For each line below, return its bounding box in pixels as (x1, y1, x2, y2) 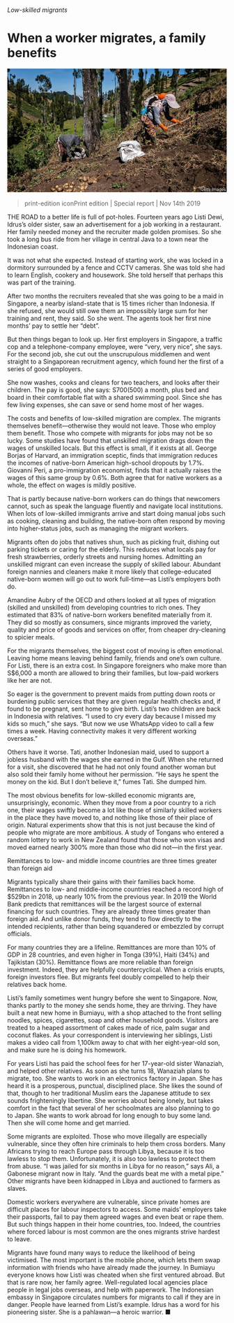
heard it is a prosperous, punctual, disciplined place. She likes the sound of (7, 1082, 223, 1090)
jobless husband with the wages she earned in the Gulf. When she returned (7, 756, 224, 764)
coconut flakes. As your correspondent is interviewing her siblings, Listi (7, 1031, 212, 1039)
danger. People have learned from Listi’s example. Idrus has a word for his (7, 1301, 220, 1309)
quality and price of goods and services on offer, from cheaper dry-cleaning (7, 626, 226, 634)
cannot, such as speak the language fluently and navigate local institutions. (7, 502, 224, 510)
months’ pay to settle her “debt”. (7, 321, 100, 330)
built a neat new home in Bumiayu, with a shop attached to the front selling (7, 1008, 221, 1017)
